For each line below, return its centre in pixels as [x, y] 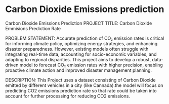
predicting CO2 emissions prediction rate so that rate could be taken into [81, 90]
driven [12, 65]
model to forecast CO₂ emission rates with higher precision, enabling [91, 65]
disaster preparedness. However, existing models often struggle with [77, 49]
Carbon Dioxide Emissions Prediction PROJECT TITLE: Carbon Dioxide [79, 23]
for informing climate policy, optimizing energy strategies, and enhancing [81, 43]
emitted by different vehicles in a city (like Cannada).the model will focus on [84, 85]
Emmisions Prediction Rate [33, 28]
